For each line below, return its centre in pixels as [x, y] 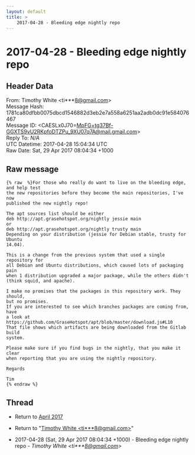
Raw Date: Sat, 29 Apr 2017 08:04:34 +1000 [60, 151]
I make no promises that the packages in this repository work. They [94, 291]
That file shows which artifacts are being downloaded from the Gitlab [96, 328]
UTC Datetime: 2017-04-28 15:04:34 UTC [57, 144]
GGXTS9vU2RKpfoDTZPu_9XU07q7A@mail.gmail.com [72, 132]
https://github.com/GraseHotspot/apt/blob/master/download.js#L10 [90, 323]
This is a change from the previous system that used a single [86, 255]
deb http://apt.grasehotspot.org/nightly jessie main [74, 219]
